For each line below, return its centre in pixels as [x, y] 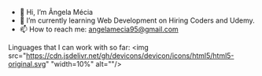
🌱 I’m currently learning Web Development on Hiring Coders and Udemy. [137, 20]
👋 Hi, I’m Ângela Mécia [56, 12]
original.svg [27, 64]
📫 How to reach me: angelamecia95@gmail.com [99, 29]
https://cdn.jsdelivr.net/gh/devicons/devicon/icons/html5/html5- [130, 56]
